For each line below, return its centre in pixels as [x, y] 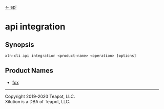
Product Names [29, 71]
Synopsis [20, 45]
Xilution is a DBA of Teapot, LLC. [38, 101]
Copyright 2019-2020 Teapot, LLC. [40, 96]
